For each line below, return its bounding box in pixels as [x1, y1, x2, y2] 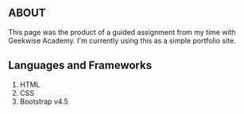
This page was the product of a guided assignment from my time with [8, 27, 236, 36]
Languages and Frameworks [8, 59, 153, 72]
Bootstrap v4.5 [19, 97, 69, 106]
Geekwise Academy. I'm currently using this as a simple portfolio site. [8, 36, 236, 45]
